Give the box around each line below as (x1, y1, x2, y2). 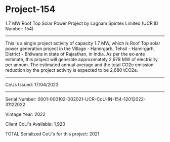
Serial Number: (5, 96, 37, 102)
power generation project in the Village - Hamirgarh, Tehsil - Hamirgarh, (5, 45, 155, 52)
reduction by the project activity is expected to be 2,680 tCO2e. (5, 67, 138, 73)
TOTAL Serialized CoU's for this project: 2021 (5, 130, 100, 137)
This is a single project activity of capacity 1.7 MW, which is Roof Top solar (5, 40, 161, 46)
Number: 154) (5, 25, 34, 31)
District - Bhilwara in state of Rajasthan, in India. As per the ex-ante (5, 51, 145, 57)
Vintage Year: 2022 (5, 111, 46, 117)
